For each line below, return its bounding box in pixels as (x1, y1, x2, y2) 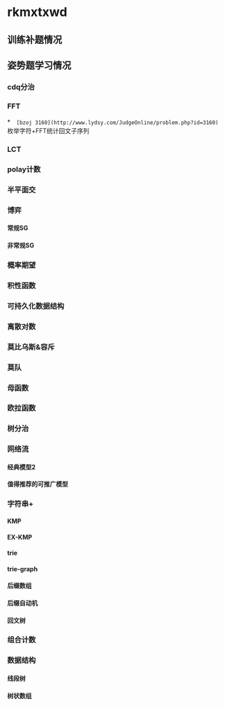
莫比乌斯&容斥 (7, 342, 56, 352)
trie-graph (7, 565, 38, 573)
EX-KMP (7, 532, 33, 541)
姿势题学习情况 (7, 59, 72, 71)
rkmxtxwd (7, 4, 67, 20)
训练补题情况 (7, 33, 62, 45)
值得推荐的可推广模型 (7, 480, 68, 489)
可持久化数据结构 (7, 301, 65, 311)
